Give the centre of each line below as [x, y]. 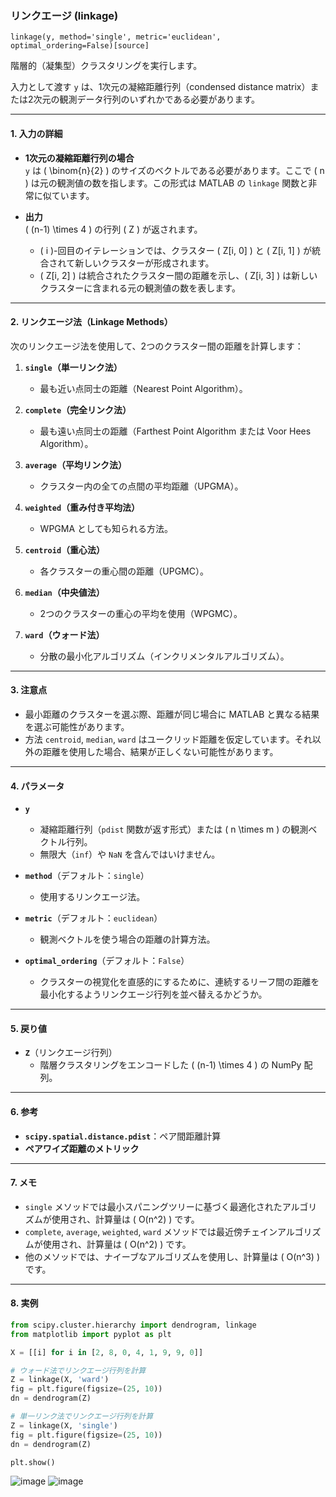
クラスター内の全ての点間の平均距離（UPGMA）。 [141, 486]
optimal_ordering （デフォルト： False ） [107, 961]
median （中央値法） [64, 592]
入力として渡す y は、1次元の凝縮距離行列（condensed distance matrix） [160, 87]
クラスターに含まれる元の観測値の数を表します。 [140, 288]
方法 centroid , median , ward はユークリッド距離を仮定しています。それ [168, 739]
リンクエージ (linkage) [64, 15]
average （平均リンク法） [75, 464]
